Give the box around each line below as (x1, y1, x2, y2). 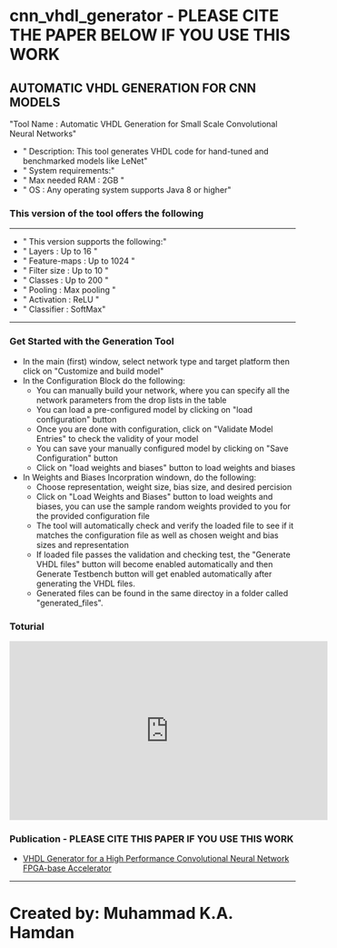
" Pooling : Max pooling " (22, 284, 116, 295)
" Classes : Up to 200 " (22, 274, 109, 286)
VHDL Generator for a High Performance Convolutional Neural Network (22, 853, 290, 864)
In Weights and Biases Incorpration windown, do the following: (22, 472, 257, 483)
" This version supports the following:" (22, 236, 167, 247)
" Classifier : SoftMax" (22, 304, 106, 314)
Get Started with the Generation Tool (9, 335, 174, 348)
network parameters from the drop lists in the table (35, 394, 227, 405)
